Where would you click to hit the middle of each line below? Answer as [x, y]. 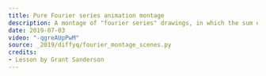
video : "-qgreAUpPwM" [44, 38]
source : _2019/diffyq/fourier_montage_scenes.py [90, 45]
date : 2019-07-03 [37, 30]
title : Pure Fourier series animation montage [86, 15]
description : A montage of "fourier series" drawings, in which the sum [131, 23]
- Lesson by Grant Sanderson [56, 60]
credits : [23, 52]
